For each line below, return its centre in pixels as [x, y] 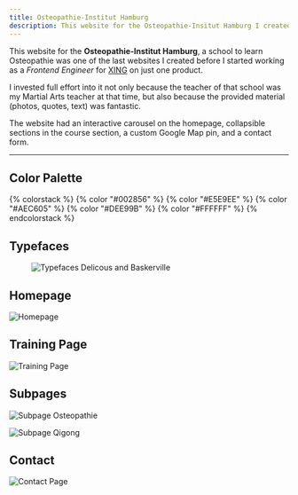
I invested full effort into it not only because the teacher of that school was [145, 87]
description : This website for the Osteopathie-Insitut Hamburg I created [150, 26]
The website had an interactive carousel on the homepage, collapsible [137, 123]
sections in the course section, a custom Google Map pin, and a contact [141, 132]
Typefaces [39, 246]
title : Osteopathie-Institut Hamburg [79, 17]
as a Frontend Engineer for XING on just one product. [106, 70]
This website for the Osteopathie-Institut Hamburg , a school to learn [136, 51]
